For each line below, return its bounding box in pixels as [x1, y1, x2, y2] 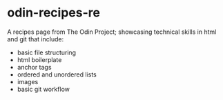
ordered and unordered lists [17, 70, 97, 79]
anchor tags [17, 63, 52, 71]
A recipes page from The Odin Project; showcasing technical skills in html [7, 28, 217, 36]
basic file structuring [17, 48, 77, 57]
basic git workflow [17, 85, 70, 93]
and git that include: [7, 34, 64, 43]
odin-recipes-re [7, 5, 100, 21]
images [17, 77, 39, 86]
